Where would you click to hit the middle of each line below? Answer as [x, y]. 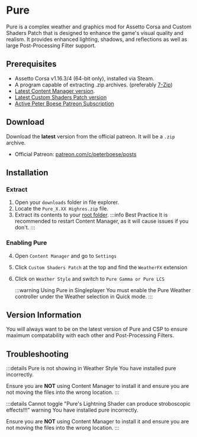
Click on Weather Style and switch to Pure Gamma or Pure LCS [89, 279]
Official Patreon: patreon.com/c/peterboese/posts [76, 154]
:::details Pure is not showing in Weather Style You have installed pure [91, 368]
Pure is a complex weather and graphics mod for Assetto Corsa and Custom [99, 27]
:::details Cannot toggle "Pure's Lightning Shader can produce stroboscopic [98, 404]
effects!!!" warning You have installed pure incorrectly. [72, 410]
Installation [27, 172]
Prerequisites [31, 64]
